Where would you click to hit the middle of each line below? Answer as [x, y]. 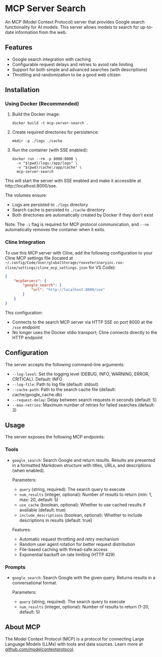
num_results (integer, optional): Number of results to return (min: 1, [86, 494]
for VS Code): [102, 267]
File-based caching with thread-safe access [63, 549]
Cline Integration [25, 242]
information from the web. [41, 32]
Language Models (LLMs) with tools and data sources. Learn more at [74, 644]
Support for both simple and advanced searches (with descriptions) [80, 69]
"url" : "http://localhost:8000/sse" [68, 290]
